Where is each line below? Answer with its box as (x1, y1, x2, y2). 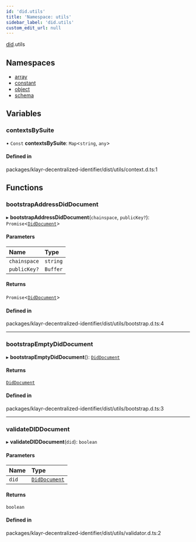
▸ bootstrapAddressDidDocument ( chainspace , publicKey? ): (6, 214, 150, 221)
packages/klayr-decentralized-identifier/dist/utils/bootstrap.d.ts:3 (6, 405, 164, 412)
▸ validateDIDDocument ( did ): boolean (6, 439, 97, 446)
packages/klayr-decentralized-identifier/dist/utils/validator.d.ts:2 (6, 529, 162, 536)
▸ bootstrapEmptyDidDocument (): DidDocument (6, 353, 120, 360)
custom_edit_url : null (6, 25, 61, 31)
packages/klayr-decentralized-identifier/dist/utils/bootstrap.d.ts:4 (6, 320, 164, 327)
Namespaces (6, 58, 55, 68)
